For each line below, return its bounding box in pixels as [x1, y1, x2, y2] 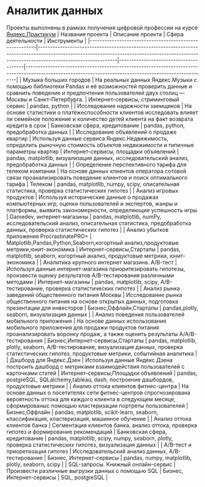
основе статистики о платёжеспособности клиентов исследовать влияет [6, 109, 199, 116]
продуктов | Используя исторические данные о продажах [6, 193, 159, 201]
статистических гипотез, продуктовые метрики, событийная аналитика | [6, 350, 198, 357]
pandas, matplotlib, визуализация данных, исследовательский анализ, [6, 154, 190, 161]
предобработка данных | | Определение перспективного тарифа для [6, 161, 187, 168]
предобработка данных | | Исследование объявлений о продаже [6, 128, 177, 136]
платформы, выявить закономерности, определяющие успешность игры [6, 206, 198, 213]
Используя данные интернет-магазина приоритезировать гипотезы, [6, 265, 185, 272]
